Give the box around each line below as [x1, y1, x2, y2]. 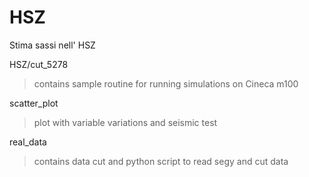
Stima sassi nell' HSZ [9, 39, 96, 51]
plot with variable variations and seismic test [33, 116, 218, 128]
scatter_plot [9, 97, 59, 109]
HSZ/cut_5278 [9, 58, 69, 70]
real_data [9, 136, 47, 148]
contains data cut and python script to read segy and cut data [33, 155, 289, 167]
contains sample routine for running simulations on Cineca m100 [33, 77, 299, 90]
